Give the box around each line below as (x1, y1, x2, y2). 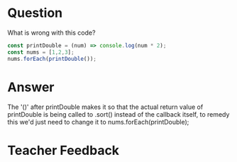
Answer (7, 79, 55, 95)
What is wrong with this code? (7, 28, 96, 37)
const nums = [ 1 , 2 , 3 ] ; (7, 48, 75, 56)
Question (7, 5, 62, 21)
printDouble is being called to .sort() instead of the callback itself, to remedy (7, 110, 230, 118)
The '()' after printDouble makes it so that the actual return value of (7, 103, 204, 111)
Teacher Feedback (7, 142, 119, 158)
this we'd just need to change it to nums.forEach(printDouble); (7, 117, 189, 126)
